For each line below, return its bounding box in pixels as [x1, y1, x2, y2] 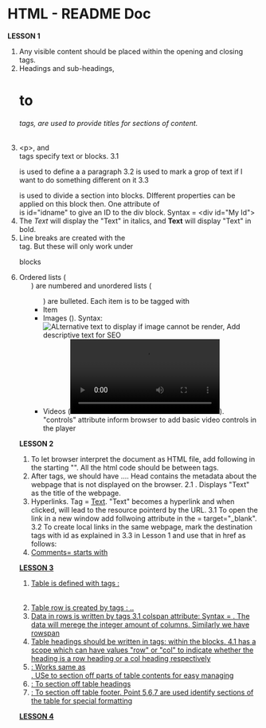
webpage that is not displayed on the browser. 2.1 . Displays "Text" [30, 480, 250, 490]
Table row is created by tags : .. [30, 603, 135, 612]
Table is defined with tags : [30, 579, 120, 588]
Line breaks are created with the [18, 233, 126, 243]
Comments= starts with [30, 548, 108, 557]
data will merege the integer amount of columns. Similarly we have [30, 620, 250, 630]
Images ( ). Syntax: [42, 313, 103, 323]
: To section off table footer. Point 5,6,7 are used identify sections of [30, 687, 254, 698]
